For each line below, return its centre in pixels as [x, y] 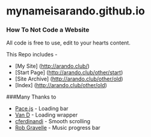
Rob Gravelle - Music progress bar [57, 128]
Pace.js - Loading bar [42, 109]
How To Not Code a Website [48, 30]
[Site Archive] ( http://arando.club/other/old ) [69, 79]
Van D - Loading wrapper [46, 115]
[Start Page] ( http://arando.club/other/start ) [69, 73]
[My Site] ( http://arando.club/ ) [52, 66]
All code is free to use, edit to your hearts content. [68, 43]
